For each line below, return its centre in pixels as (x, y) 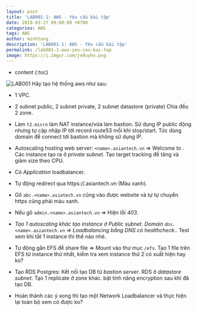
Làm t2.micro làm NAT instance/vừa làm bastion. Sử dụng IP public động (103, 124)
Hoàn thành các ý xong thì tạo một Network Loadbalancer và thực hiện (101, 296)
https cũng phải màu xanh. (47, 201)
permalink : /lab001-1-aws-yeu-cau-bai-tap (59, 50)
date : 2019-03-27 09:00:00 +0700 (47, 22)
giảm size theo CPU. (39, 160)
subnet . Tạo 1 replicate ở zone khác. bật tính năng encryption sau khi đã (102, 278)
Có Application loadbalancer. (50, 172)
